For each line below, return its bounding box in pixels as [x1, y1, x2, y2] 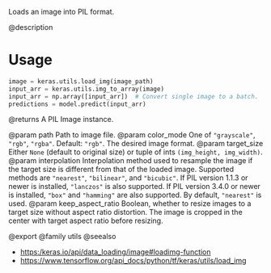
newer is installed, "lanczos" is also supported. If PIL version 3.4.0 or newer [8, 182, 261, 191]
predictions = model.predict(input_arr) [8, 100, 147, 108]
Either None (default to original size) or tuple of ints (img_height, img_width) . [8, 147, 263, 157]
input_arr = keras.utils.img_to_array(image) [8, 85, 164, 93]
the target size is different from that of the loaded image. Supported [8, 165, 235, 174]
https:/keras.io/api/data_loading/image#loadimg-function [19, 247, 212, 257]
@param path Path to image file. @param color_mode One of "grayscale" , [8, 130, 256, 140]
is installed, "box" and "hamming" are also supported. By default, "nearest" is [8, 190, 262, 200]
